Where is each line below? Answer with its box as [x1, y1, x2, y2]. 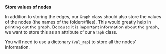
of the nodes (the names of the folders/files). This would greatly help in [5, 19, 151, 25]
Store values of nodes [5, 4, 51, 10]
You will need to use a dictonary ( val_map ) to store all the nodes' [5, 39, 137, 45]
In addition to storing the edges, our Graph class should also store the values [5, 14, 162, 19]
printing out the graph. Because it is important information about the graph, [5, 24, 159, 30]
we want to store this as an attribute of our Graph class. [5, 29, 118, 35]
